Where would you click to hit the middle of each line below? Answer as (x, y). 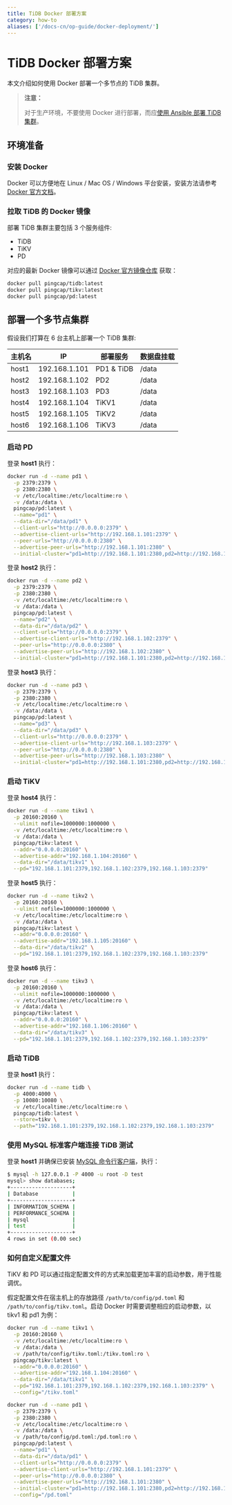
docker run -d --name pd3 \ (48, 685)
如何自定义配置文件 (39, 1258)
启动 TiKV (23, 781)
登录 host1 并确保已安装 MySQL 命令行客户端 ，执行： (84, 1161)
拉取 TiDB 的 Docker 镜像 (49, 211)
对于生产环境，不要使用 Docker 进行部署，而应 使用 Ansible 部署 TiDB (123, 113)
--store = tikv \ (35, 1120)
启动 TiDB (23, 1058)
